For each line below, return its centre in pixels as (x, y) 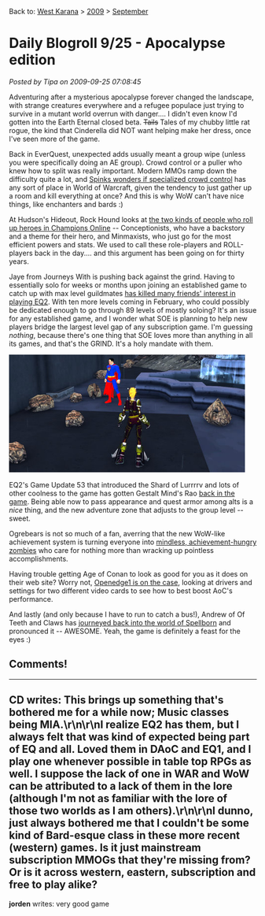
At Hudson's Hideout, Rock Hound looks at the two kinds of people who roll (131, 219)
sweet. (20, 518)
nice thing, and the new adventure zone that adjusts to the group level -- (127, 510)
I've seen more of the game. (55, 139)
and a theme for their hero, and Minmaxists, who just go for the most (120, 236)
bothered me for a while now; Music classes (119, 712)
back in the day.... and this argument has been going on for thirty (139, 253)
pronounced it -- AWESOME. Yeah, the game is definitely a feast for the (125, 631)
